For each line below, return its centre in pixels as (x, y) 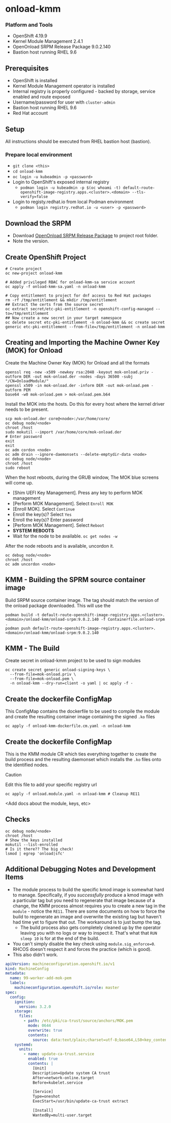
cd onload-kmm (27, 172)
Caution (13, 775)
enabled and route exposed (41, 97)
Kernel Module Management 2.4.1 (48, 41)
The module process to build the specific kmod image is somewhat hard (88, 889)
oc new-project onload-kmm (34, 274)
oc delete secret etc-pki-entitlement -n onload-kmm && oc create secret (85, 323)
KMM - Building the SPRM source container (76, 580)
